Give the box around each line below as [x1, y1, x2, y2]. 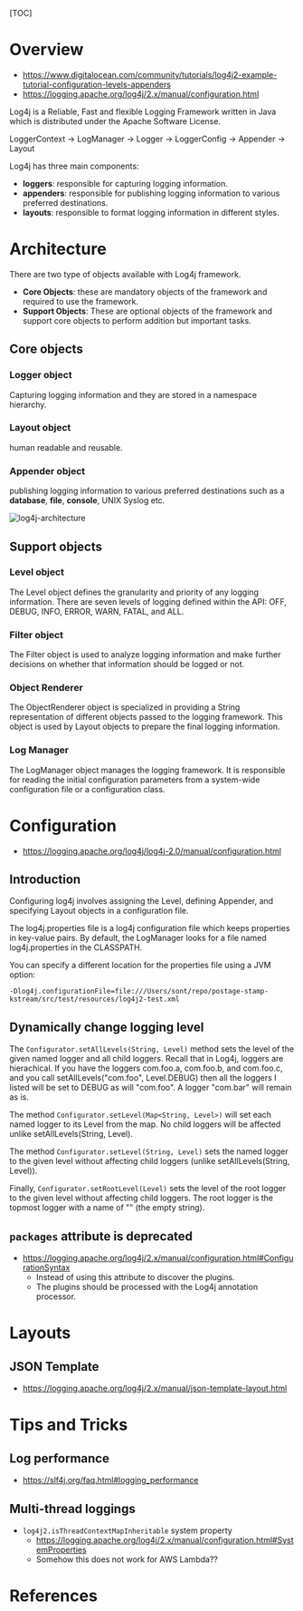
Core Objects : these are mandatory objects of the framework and [22, 286, 268, 297]
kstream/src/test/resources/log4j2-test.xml [9, 995, 180, 1004]
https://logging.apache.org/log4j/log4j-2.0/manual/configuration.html [22, 845, 282, 856]
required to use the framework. [22, 296, 138, 306]
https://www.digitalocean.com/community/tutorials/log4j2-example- [22, 69, 278, 80]
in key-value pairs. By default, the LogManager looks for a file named [9, 933, 267, 944]
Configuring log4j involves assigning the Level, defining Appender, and [9, 896, 274, 907]
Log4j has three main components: [9, 160, 139, 171]
